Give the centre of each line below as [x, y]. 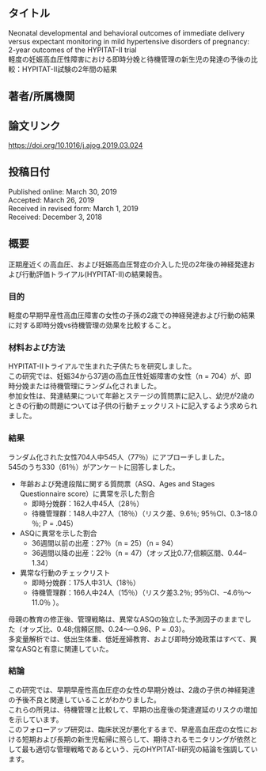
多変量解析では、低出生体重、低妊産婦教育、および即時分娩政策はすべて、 [129, 639]
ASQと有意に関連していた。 [67, 648]
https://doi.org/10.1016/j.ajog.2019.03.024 [76, 146]
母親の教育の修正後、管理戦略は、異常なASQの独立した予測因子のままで [127, 619]
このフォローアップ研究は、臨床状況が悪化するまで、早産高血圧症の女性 [126, 729]
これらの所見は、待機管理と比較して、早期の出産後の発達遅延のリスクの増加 [133, 709]
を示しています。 [36, 719]
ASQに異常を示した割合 [58, 533]
